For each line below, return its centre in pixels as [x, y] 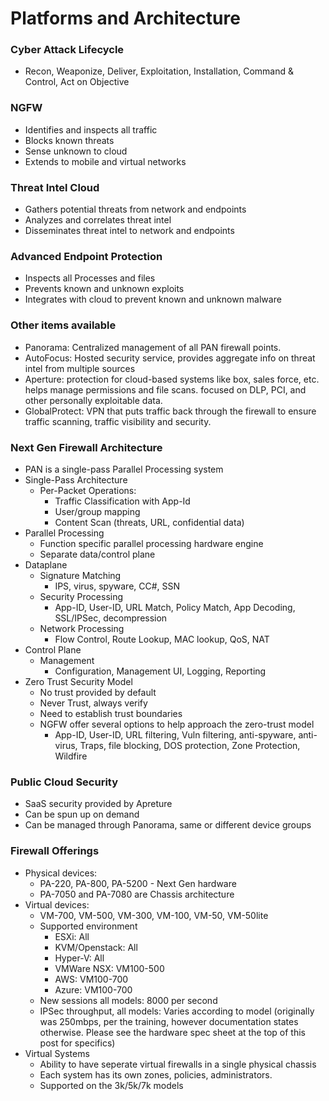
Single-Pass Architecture [76, 479]
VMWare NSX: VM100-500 [109, 968]
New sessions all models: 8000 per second [128, 1000]
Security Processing [81, 596]
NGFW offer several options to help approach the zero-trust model [177, 724]
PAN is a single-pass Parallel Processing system [124, 469]
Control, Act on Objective [77, 82]
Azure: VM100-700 [93, 989]
